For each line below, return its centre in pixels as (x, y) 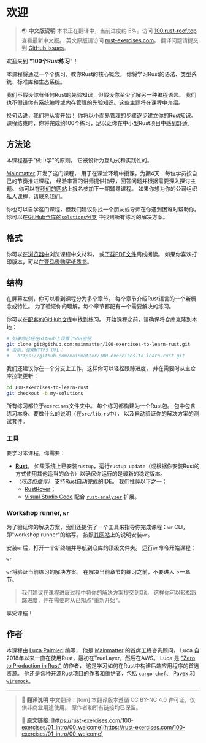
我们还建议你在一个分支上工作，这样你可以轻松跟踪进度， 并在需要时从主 (98, 368)
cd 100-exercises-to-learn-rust (48, 387)
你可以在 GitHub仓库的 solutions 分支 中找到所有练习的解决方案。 (87, 217)
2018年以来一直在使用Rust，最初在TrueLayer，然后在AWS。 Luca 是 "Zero (101, 658)
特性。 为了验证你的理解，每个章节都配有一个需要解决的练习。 (96, 307)
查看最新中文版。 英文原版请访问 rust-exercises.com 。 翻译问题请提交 (110, 40)
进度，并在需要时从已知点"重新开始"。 (75, 600)
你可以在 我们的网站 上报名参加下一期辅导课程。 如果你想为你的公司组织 (108, 188)
